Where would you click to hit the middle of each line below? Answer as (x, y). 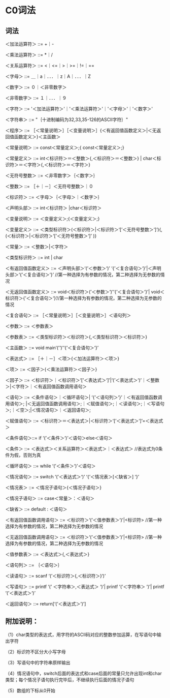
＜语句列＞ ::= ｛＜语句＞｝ (34, 565)
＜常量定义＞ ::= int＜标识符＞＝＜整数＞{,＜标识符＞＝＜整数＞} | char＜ (81, 158)
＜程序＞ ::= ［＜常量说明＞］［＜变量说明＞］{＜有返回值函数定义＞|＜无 (81, 130)
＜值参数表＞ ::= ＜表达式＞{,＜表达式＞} (47, 554)
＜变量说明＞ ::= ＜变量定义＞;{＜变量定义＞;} (53, 219)
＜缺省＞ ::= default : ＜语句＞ (36, 509)
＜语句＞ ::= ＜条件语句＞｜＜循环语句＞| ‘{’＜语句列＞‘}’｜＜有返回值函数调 (84, 397)
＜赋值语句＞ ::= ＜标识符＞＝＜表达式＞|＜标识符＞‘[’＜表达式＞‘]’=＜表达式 (84, 421)
